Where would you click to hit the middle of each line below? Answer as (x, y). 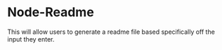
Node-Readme (51, 12)
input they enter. (31, 39)
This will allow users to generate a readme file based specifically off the (111, 32)
